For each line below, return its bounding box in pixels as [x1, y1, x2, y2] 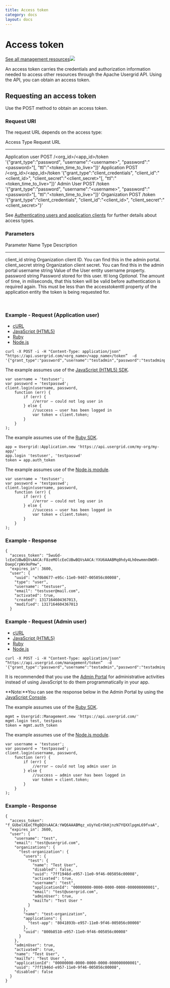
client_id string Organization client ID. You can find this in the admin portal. [5, 256, 161, 262]
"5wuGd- [46, 553, 62, 558]
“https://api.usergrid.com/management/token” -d [5, 660, 112, 665]
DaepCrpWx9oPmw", [5, 562, 42, 567]
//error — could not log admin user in [32, 763, 116, 769]
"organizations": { [14, 845, 56, 850]
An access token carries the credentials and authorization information [5, 66, 151, 72]
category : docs [5, 12, 37, 17]
